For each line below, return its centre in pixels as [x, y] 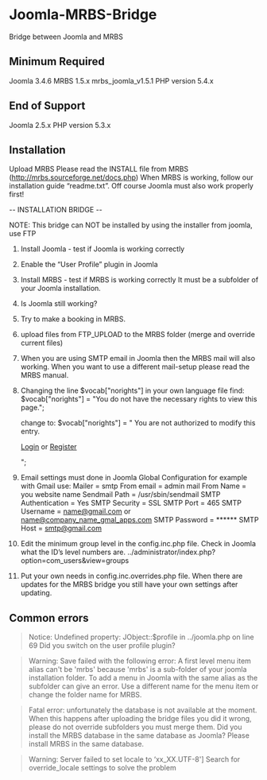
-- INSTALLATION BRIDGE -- [56, 210]
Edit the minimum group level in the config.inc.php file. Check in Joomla [138, 544]
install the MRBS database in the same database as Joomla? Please [139, 735]
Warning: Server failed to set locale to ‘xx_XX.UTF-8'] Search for [134, 759]
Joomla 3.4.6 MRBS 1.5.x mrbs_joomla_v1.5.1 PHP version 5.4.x [111, 80]
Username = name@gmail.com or [75, 511]
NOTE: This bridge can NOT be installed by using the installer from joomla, [131, 225]
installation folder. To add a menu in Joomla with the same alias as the [143, 678]
